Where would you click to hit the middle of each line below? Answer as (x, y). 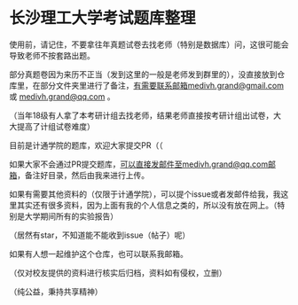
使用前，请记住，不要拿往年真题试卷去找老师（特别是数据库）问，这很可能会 (149, 44)
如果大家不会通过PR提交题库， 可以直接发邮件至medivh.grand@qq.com (139, 164)
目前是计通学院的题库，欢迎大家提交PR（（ (86, 145)
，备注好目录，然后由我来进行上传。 (83, 175)
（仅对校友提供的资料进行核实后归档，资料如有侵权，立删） (118, 272)
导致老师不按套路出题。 (52, 55)
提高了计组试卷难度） (55, 126)
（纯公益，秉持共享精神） (56, 291)
